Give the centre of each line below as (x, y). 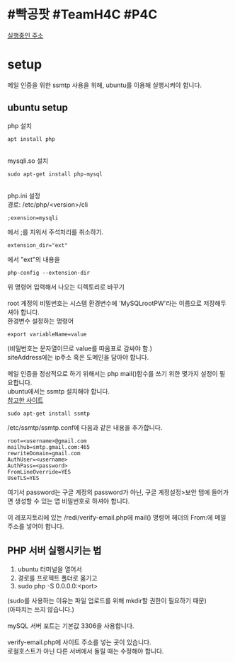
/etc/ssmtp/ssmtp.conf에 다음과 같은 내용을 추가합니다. (85, 427)
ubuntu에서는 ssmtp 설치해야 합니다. (59, 391)
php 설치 (20, 125)
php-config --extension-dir (49, 273)
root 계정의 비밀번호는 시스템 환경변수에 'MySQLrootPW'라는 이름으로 (105, 303)
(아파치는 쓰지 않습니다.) (41, 609)
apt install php (31, 139)
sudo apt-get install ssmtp (49, 413)
